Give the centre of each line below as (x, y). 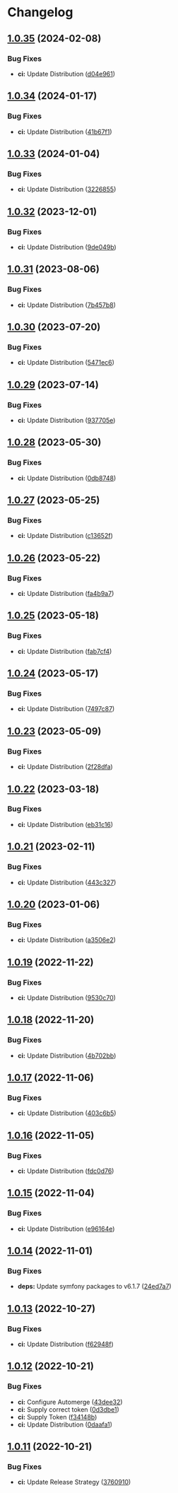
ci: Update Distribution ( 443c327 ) (67, 882)
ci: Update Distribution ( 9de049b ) (67, 247)
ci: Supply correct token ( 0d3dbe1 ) (69, 1409)
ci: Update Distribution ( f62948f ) (66, 1344)
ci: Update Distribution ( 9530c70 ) (67, 997)
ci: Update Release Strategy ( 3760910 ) (74, 1482)
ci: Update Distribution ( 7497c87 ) (66, 709)
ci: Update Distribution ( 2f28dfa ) (65, 767)
